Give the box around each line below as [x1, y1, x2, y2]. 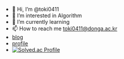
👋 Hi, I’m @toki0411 [11, 6, 59, 13]
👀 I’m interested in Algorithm [11, 12, 82, 19]
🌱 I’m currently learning [11, 18, 70, 25]
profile [11, 40, 28, 47]
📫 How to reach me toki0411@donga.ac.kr [11, 25, 118, 32]
